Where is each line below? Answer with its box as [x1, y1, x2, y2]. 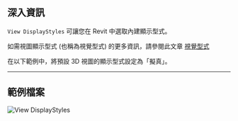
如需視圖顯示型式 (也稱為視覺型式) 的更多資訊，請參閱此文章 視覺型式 [7, 42, 210, 50]
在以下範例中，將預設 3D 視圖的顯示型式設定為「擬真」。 [7, 57, 171, 65]
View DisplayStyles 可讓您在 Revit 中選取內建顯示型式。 [7, 27, 171, 35]
